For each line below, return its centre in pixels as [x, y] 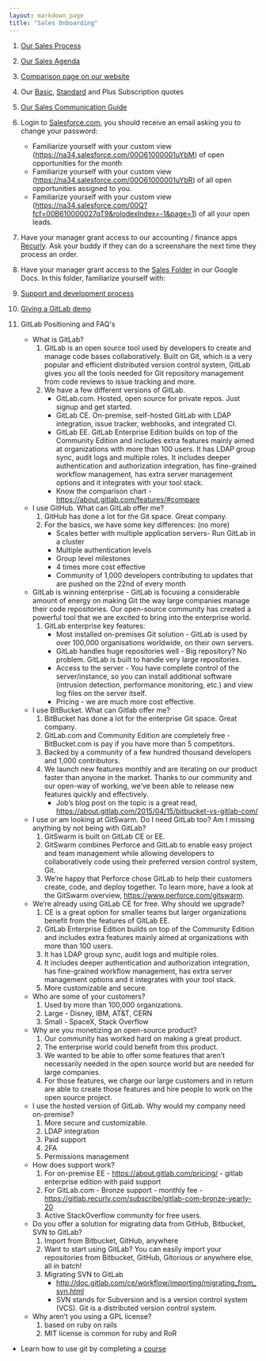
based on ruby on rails [81, 1325]
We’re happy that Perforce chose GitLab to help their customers [148, 878]
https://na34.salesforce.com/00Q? [91, 205]
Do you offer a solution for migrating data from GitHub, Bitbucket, [139, 1223]
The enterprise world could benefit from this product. [131, 1046]
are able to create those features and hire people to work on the [148, 1089]
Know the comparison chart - [104, 491]
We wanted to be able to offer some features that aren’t [134, 1055]
